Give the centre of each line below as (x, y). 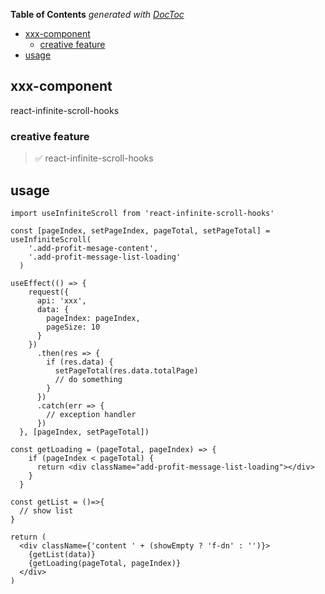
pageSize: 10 (73, 327)
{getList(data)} (62, 554)
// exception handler (91, 414)
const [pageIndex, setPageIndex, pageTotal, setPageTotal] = (140, 230)
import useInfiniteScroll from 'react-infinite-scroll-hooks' (142, 213)
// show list (46, 510)
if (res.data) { (80, 362)
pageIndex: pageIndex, (93, 318)
